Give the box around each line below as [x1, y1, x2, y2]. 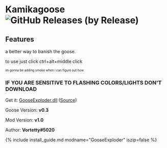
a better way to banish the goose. [5, 49, 76, 54]
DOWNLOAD [5, 86, 37, 93]
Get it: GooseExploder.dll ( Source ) [5, 97, 77, 103]
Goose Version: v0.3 [5, 107, 49, 113]
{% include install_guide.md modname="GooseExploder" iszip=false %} [5, 137, 157, 143]
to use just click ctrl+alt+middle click [5, 58, 83, 65]
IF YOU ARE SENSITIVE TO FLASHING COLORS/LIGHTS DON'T [5, 79, 162, 86]
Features [5, 35, 34, 44]
